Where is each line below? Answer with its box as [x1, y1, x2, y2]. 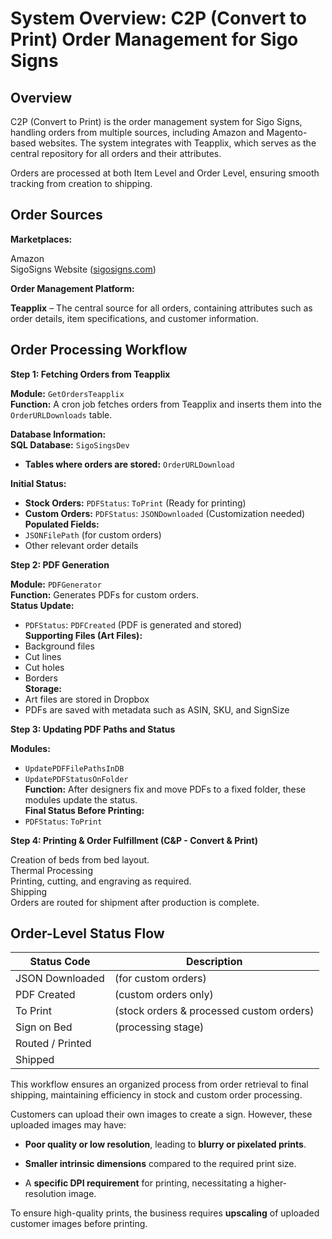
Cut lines [24, 650, 62, 662]
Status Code [29, 955, 91, 969]
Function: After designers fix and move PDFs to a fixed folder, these [24, 783, 307, 795]
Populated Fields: [24, 518, 100, 530]
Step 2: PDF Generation [10, 558, 110, 571]
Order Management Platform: [10, 282, 135, 294]
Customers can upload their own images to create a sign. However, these [10, 1108, 313, 1121]
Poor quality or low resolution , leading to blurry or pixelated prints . [24, 1138, 307, 1151]
